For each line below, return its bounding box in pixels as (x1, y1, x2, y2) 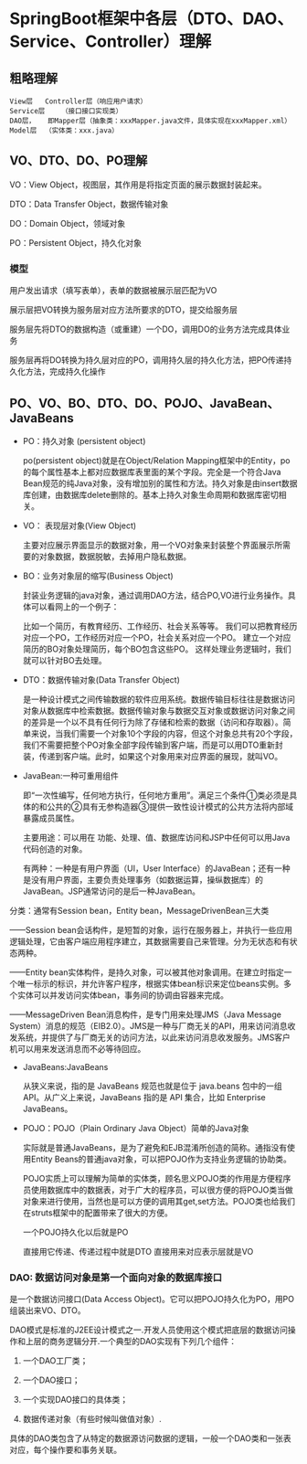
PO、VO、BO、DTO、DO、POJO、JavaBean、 (9, 395, 281, 411)
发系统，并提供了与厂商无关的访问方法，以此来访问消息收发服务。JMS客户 (9, 1032, 291, 1043)
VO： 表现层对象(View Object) (22, 520, 137, 531)
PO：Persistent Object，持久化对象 (9, 237, 142, 248)
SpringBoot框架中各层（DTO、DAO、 (9, 8, 294, 29)
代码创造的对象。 (22, 843, 88, 854)
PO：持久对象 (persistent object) (22, 435, 146, 446)
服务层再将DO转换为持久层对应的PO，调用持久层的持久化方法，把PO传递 (9, 355, 285, 366)
